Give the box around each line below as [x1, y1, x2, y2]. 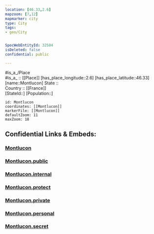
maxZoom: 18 [5, 117, 29, 122]
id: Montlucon [5, 99, 34, 105]
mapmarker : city [5, 16, 38, 21]
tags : [5, 25, 16, 30]
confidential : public [5, 52, 49, 57]
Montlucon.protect [5, 184, 51, 191]
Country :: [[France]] [5, 85, 46, 91]
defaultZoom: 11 [5, 113, 38, 117]
